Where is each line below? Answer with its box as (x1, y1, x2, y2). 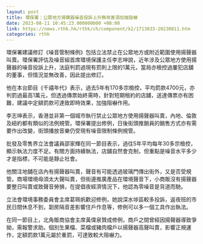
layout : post (6, 8, 39, 15)
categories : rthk (6, 31, 50, 37)
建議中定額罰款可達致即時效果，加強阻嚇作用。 (16, 99, 134, 106)
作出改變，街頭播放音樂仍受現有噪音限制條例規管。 (11, 127, 139, 135)
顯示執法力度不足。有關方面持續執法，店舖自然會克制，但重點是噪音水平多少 (6, 147, 197, 155)
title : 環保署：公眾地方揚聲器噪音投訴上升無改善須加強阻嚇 (6, 14, 138, 21)
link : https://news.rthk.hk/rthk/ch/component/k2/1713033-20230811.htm (6, 25, 190, 32)
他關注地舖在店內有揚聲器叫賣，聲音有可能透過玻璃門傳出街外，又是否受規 (6, 168, 192, 175)
